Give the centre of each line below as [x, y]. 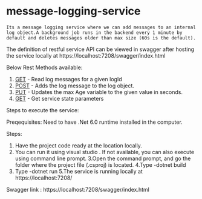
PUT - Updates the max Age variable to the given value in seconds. [99, 92]
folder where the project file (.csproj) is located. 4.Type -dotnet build [100, 164]
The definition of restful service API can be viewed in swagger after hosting [100, 49]
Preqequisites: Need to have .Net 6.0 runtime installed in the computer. [94, 122]
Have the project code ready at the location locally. [78, 145]
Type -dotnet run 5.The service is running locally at [79, 171]
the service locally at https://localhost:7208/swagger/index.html [86, 55]
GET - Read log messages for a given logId [68, 79]
